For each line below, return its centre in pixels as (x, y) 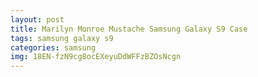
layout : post (37, 19)
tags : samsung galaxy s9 (62, 38)
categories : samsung (53, 47)
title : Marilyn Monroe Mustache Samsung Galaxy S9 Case (129, 29)
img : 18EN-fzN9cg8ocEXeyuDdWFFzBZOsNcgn (96, 57)
